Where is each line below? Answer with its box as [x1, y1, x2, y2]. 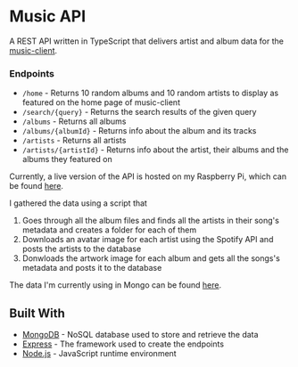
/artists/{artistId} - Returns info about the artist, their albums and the [21, 144, 289, 155]
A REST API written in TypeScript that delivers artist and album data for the [9, 36, 284, 46]
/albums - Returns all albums [21, 116, 127, 126]
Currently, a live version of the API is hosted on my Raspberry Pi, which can [9, 171, 287, 182]
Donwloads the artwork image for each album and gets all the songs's [21, 253, 281, 264]
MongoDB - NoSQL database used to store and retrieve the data [21, 330, 259, 340]
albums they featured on [21, 154, 113, 165]
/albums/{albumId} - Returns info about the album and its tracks [21, 126, 257, 136]
